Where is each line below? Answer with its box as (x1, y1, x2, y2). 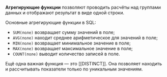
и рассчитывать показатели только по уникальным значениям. (5, 66, 143, 72)
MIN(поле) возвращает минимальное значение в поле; (12, 40, 131, 46)
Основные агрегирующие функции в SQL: (5, 20, 96, 25)
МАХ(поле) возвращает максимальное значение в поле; (12, 46, 133, 51)
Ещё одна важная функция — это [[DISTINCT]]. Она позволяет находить (5, 61, 162, 66)
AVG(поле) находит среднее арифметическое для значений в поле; (12, 35, 158, 41)
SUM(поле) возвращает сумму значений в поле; (12, 29, 115, 35)
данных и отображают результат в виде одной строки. (5, 10, 125, 16)
